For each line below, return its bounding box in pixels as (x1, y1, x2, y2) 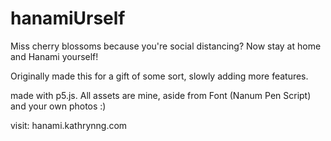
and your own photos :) (10, 100, 107, 112)
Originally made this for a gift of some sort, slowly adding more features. (10, 70, 309, 82)
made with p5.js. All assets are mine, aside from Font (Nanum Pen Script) (10, 89, 312, 101)
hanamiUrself (10, 7, 126, 30)
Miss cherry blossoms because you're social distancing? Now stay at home (10, 40, 322, 52)
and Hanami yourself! (10, 50, 99, 62)
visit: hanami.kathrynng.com (10, 119, 128, 131)
